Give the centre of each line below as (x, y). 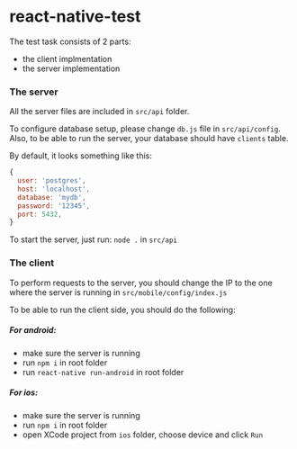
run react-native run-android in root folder (103, 372)
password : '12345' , (54, 206)
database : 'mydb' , (52, 197)
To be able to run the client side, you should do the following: (122, 310)
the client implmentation (67, 58)
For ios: (24, 392)
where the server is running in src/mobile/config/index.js (118, 292)
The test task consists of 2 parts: (70, 41)
